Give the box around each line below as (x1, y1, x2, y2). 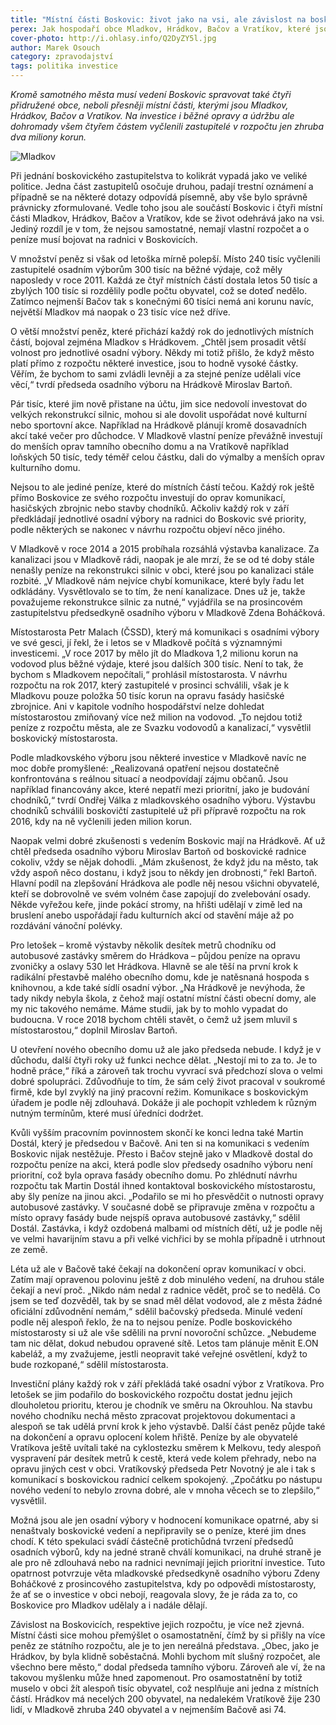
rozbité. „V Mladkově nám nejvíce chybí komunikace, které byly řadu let (10, 575, 305, 586)
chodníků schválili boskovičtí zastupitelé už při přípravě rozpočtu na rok (10, 805, 307, 816)
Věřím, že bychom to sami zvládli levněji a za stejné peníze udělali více (10, 368, 302, 380)
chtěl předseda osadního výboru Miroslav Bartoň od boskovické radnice (10, 846, 307, 857)
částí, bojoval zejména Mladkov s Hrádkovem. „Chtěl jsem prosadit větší (10, 336, 307, 348)
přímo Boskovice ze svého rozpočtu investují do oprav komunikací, (10, 492, 286, 503)
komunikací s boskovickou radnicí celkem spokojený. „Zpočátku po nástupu (10, 1474, 323, 1485)
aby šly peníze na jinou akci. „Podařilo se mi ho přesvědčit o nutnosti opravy (10, 1191, 325, 1202)
